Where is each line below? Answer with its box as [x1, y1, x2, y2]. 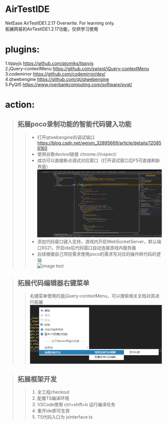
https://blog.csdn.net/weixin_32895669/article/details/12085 [37, 140, 162, 146]
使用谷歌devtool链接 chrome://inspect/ [37, 151, 117, 157]
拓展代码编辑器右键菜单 [17, 279, 89, 287]
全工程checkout [37, 389, 70, 395]
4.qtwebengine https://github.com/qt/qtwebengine [5, 76, 109, 82]
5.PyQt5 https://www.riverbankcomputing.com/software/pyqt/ [5, 81, 133, 87]
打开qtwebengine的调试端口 [37, 134, 95, 140]
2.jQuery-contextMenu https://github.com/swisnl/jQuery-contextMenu [5, 65, 149, 71]
